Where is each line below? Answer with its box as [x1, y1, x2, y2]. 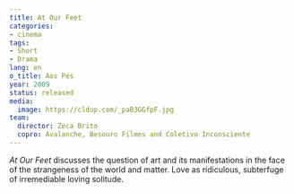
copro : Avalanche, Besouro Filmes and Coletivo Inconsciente [17, 130, 251, 139]
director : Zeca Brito [17, 122, 99, 131]
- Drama [9, 55, 39, 64]
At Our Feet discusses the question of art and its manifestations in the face [9, 154, 285, 165]
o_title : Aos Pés [9, 72, 74, 81]
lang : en [9, 64, 42, 73]
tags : [9, 38, 30, 48]
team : [9, 113, 30, 122]
